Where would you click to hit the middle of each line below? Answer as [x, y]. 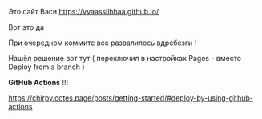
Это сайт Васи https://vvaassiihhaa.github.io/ [84, 12]
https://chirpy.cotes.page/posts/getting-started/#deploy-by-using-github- [131, 98]
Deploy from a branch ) [47, 67]
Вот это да [26, 27]
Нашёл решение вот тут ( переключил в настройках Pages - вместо [125, 58]
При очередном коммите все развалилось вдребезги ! [103, 43]
